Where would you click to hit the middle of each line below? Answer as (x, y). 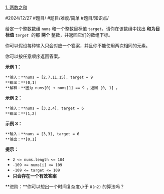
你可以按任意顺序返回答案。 (34, 56)
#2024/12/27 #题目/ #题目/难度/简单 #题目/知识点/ (57, 18)
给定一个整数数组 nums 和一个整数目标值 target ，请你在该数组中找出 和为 (80, 29)
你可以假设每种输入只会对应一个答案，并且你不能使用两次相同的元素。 (78, 46)
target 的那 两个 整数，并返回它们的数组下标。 (64, 35)
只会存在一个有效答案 (34, 176)
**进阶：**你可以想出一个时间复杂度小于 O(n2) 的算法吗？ (65, 186)
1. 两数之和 (16, 7)
